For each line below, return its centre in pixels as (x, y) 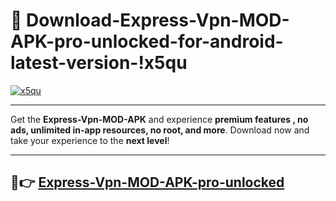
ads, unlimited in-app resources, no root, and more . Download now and (160, 130)
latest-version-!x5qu (99, 63)
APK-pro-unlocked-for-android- (147, 41)
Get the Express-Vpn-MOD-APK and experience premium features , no (159, 119)
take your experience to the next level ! (90, 140)
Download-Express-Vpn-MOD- (158, 20)
